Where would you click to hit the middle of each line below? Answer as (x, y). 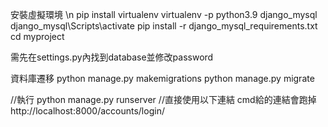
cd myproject (37, 36)
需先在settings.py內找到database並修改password (112, 57)
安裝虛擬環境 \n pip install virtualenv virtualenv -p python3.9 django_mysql (164, 14)
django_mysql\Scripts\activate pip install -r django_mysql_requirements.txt (164, 26)
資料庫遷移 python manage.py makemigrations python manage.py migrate (162, 78)
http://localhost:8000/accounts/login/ (87, 111)
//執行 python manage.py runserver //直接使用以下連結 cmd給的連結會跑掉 (163, 99)
